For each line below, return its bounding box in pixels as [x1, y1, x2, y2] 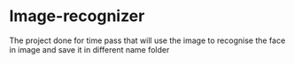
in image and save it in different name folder [9, 44, 170, 54]
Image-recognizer [9, 6, 145, 26]
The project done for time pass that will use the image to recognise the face [9, 35, 286, 46]
